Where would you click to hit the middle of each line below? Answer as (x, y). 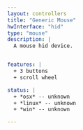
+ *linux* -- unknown (45, 103)
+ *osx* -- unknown (42, 97)
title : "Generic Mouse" (42, 20)
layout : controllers (37, 14)
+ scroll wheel (36, 77)
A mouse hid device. (43, 46)
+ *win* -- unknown (42, 109)
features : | (24, 65)
